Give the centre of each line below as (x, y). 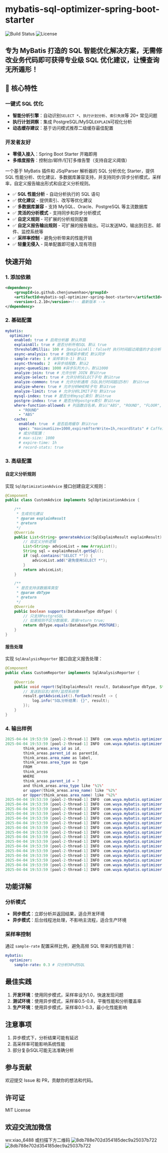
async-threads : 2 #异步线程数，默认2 (51, 363)
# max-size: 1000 (36, 438)
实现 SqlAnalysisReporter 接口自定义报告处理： (54, 659)
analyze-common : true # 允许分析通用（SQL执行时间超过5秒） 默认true (81, 382)
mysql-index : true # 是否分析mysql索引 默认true (63, 396)
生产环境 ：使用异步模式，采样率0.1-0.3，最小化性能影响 (70, 1007)
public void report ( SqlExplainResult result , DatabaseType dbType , (86, 687)
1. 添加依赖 (18, 277)
